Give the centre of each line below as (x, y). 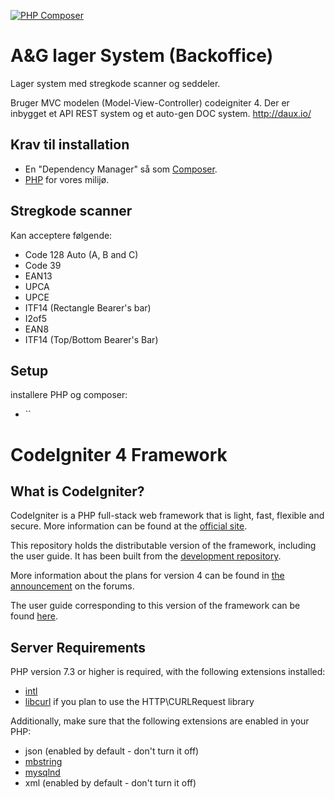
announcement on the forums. (72, 586)
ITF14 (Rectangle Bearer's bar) (88, 307)
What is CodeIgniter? (77, 491)
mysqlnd (42, 772)
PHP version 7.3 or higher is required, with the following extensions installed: (168, 672)
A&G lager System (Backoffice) (142, 56)
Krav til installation (70, 145)
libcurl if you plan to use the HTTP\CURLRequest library (139, 702)
